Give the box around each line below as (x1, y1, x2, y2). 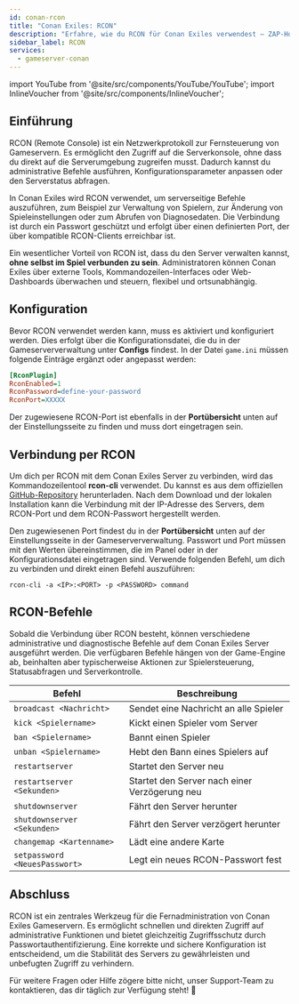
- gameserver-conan (17, 54, 90, 63)
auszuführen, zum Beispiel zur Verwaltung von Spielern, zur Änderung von (9, 202, 283, 213)
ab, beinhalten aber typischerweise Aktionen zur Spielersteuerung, (9, 656, 255, 667)
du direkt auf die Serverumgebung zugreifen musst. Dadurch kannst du (9, 157, 271, 167)
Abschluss (9, 887, 70, 903)
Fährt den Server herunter (128, 799, 238, 812)
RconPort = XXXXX (9, 396, 66, 405)
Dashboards (9, 276, 54, 286)
